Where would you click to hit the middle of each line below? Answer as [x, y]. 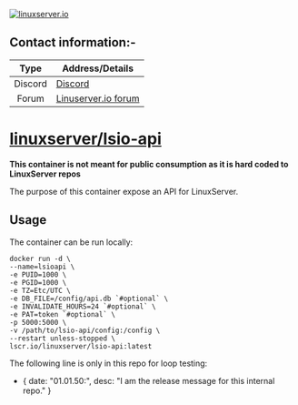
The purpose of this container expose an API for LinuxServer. [124, 191]
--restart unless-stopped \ [63, 338]
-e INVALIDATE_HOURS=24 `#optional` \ [83, 306]
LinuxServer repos [45, 174]
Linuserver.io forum [98, 98]
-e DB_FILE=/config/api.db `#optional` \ [89, 299]
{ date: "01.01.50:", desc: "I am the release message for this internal [149, 380]
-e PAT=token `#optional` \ [63, 314]
